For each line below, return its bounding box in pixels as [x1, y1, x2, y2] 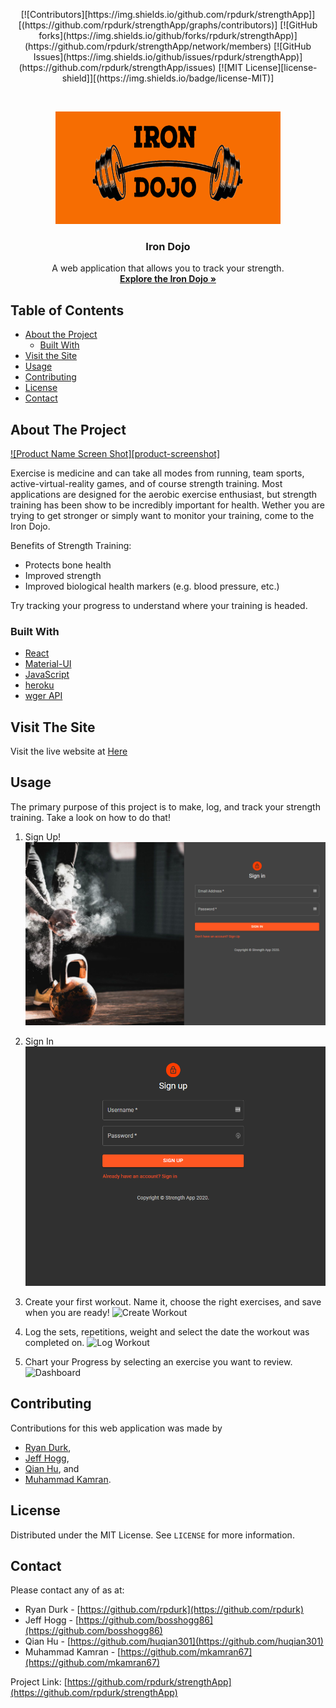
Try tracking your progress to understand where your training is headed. [10, 599, 308, 611]
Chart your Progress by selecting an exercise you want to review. [24, 1355, 293, 1368]
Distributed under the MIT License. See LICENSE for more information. [10, 1529, 295, 1541]
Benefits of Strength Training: [10, 539, 132, 551]
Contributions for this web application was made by [10, 1422, 223, 1434]
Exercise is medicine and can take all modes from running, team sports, [10, 467, 305, 479]
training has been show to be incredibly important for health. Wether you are [10, 499, 325, 511]
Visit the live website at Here [10, 745, 128, 758]
